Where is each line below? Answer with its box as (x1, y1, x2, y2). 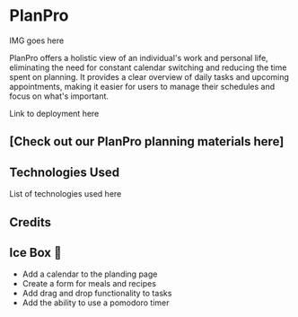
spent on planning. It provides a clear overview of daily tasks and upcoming (9, 71, 290, 82)
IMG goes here (9, 35, 65, 46)
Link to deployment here (9, 108, 100, 119)
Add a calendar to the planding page (22, 269, 158, 279)
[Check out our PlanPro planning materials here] (9, 134, 285, 149)
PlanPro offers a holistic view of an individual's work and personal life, (9, 52, 268, 63)
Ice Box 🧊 (9, 244, 63, 260)
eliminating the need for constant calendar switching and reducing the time (9, 62, 287, 73)
